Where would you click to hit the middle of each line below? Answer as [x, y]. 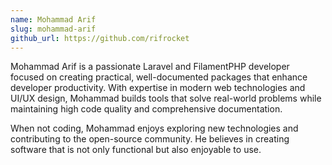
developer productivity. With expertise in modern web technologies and [158, 88]
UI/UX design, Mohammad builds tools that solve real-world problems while [166, 98]
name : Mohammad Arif [53, 19]
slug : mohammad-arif [53, 29]
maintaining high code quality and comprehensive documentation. [146, 109]
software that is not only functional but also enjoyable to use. [136, 150]
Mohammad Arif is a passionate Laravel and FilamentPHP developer [150, 67]
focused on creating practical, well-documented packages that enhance [159, 77]
